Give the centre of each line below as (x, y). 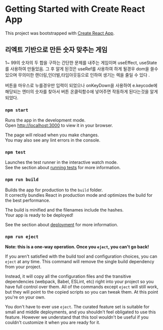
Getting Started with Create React (75, 9)
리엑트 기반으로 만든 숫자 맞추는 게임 (56, 50)
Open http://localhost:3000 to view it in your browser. (59, 125)
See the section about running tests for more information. (63, 168)
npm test (15, 152)
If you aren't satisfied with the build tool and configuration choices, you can (81, 256)
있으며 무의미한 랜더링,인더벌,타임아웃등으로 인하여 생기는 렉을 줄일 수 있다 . (78, 75)
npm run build (22, 180)
